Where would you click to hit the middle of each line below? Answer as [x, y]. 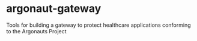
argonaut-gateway [54, 9]
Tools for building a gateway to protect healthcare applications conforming [98, 25]
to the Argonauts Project [37, 31]
